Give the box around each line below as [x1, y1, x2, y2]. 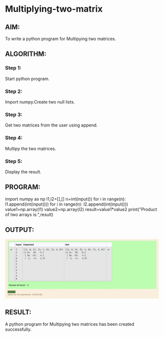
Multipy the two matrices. [5, 146, 56, 151]
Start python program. [5, 76, 50, 82]
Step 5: [5, 158, 23, 165]
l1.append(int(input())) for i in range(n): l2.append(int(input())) [5, 201, 128, 207]
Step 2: [5, 88, 23, 95]
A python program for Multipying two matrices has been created [5, 321, 134, 327]
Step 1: [5, 64, 21, 71]
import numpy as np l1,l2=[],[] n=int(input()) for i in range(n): [5, 196, 126, 202]
